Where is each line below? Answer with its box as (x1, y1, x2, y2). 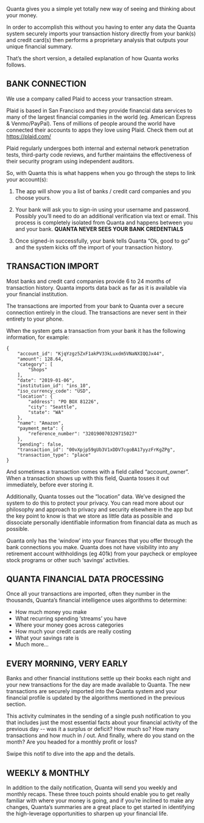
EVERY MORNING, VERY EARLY (6, 658, 128, 669)
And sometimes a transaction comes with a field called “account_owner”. (6, 468, 189, 475)
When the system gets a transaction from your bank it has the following (6, 327, 186, 334)
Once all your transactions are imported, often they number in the (6, 590, 171, 597)
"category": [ (17, 361, 53, 368)
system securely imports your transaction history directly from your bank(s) (6, 30, 196, 37)
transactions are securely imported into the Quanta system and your (6, 688, 178, 695)
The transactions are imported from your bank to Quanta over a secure (6, 302, 184, 310)
